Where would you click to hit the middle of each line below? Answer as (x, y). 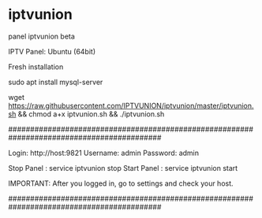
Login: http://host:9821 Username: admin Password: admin (104, 153)
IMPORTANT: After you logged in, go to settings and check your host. (121, 183)
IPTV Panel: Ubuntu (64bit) (52, 51)
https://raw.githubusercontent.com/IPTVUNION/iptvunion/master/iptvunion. (131, 105)
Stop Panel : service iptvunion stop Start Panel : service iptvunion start (123, 168)
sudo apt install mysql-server (56, 82)
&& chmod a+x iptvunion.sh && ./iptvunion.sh (91, 114)
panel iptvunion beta (41, 36)
